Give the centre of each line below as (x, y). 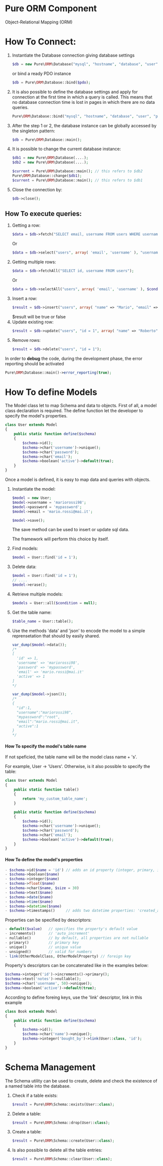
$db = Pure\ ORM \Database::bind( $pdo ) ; (51, 82)
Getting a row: (26, 225)
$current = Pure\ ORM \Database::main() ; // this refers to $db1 (77, 180)
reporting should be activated (35, 363)
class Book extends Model (31, 1011)
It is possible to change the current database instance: (66, 149)
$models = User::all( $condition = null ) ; (55, 603)
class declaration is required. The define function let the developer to (74, 411)
